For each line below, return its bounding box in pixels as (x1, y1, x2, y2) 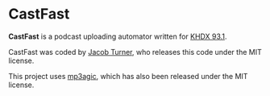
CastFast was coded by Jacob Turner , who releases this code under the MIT (8, 47, 262, 56)
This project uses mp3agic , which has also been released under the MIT (8, 71, 248, 81)
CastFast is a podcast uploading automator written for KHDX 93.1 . (8, 31, 227, 41)
